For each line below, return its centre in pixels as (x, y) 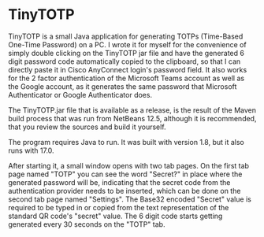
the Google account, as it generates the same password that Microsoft (123, 86)
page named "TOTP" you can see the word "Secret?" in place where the (125, 174)
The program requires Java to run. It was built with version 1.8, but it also (126, 142)
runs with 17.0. (31, 150)
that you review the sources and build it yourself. (87, 127)
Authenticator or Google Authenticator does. (80, 94)
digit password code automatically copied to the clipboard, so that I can (125, 61)
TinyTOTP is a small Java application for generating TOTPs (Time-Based (126, 36)
